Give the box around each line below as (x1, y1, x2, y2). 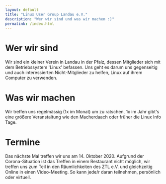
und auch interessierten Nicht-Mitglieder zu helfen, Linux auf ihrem (5, 70, 143, 76)
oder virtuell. (5, 175, 31, 181)
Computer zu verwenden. (5, 75, 58, 81)
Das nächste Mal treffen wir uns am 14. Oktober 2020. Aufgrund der (5, 153, 144, 159)
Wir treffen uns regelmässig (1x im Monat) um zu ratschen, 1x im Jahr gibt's (5, 109, 160, 115)
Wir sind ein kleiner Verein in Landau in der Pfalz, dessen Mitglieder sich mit (5, 59, 161, 65)
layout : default (5, 7, 39, 12)
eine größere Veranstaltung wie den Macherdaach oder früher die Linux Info (5, 114, 162, 120)
